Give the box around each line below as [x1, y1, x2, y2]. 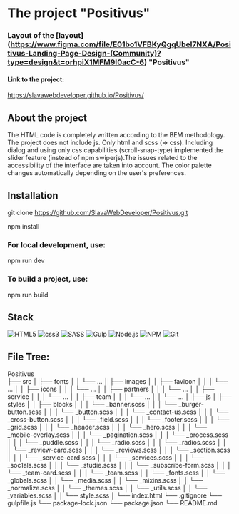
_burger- [178, 400, 205, 409]
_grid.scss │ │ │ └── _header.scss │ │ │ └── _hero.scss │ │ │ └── [7, 423, 208, 432]
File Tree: [7, 350, 50, 362]
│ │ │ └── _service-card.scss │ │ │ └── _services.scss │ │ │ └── [7, 453, 205, 462]
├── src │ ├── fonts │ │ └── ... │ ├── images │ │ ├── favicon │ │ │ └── [7, 377, 228, 386]
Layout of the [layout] [7, 31, 84, 41]
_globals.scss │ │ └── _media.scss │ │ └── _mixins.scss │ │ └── [7, 476, 203, 485]
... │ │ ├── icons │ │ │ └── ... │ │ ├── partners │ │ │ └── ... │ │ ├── [7, 385, 215, 394]
